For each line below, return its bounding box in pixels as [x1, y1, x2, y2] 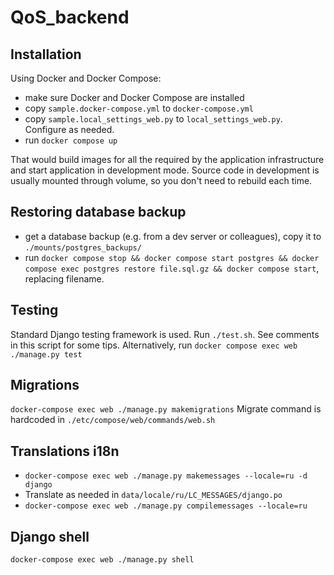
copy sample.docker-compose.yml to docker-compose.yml [24, 102, 254, 114]
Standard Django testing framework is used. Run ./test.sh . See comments [10, 328, 320, 340]
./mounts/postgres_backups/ [24, 242, 142, 253]
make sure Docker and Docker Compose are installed [24, 92, 245, 103]
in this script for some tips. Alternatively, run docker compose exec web [10, 339, 298, 351]
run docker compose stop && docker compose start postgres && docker [24, 251, 320, 263]
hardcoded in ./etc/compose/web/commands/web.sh [10, 414, 216, 426]
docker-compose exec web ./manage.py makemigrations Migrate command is [10, 403, 322, 415]
